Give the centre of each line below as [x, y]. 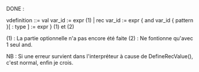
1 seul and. [19, 45]
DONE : [15, 9]
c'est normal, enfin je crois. [40, 63]
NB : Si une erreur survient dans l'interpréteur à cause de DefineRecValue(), [100, 56]
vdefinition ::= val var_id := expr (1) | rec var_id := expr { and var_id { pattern [100, 20]
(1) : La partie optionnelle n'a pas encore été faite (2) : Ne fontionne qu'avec [100, 38]
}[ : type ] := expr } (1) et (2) [40, 27]
